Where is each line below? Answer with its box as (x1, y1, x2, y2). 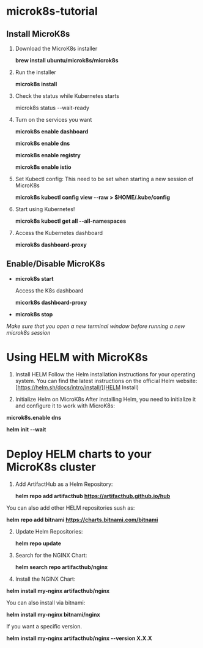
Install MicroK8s (6, 29, 70, 39)
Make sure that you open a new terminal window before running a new (6, 322, 185, 330)
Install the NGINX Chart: (15, 575, 76, 583)
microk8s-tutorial (6, 4, 98, 18)
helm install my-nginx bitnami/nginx (6, 611, 100, 618)
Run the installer (15, 69, 57, 76)
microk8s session (6, 329, 51, 336)
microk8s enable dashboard (15, 128, 89, 135)
